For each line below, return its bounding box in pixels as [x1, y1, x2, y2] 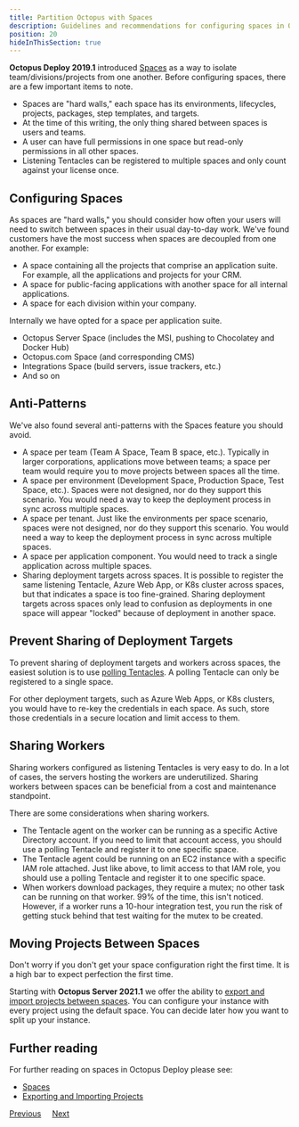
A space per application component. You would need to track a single [21, 550, 278, 562]
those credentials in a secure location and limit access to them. [9, 712, 240, 723]
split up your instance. [9, 1015, 91, 1025]
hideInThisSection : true [9, 37, 101, 47]
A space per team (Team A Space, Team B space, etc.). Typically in [21, 447, 270, 457]
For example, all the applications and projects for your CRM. [21, 269, 242, 281]
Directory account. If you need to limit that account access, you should [21, 835, 282, 845]
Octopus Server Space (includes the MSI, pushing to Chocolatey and [21, 333, 275, 343]
